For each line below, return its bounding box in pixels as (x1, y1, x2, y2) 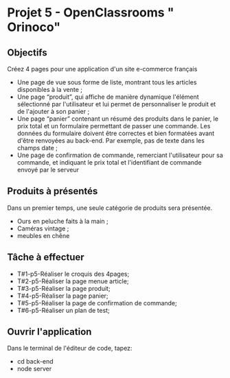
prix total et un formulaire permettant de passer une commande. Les (16, 122, 211, 130)
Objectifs (7, 47, 48, 58)
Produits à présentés (7, 185, 98, 197)
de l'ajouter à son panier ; (16, 108, 90, 115)
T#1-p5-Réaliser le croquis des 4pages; (16, 270, 130, 278)
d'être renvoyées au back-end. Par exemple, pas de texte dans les (16, 137, 205, 145)
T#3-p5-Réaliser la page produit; (16, 284, 111, 292)
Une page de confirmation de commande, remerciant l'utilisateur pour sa (16, 151, 223, 159)
